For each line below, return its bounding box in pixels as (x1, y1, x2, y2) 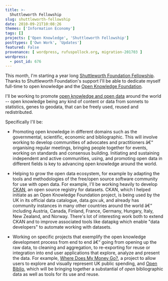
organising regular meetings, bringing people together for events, (12, 145, 148, 151)
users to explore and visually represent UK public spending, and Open (12, 260, 157, 267)
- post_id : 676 (10, 59, 42, 64)
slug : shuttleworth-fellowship (5, 17, 71, 22)
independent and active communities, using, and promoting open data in (12, 156, 163, 162)
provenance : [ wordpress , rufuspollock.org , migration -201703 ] (5, 49, 142, 54)
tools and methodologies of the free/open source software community (12, 176, 158, 182)
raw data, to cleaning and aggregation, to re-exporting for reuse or (12, 245, 150, 251)
